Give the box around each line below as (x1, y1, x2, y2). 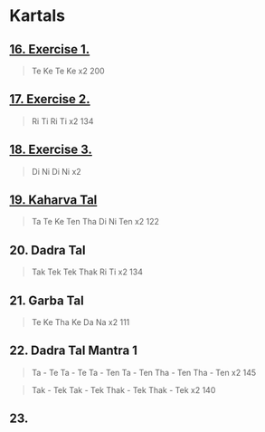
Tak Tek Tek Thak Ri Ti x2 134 (31, 266, 143, 277)
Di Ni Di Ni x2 (31, 166, 81, 177)
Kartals (9, 5, 66, 26)
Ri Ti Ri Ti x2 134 (31, 115, 94, 127)
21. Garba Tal (9, 293, 84, 308)
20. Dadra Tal (9, 242, 86, 258)
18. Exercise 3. (9, 142, 93, 158)
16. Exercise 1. (9, 42, 90, 57)
